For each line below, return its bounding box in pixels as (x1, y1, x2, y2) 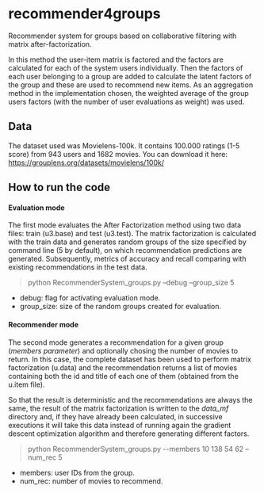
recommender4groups (8, 5, 161, 23)
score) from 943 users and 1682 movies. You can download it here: (8, 149, 228, 159)
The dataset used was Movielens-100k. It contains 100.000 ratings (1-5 (8, 140, 240, 151)
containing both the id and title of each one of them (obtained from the (8, 371, 239, 380)
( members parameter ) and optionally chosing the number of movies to (8, 346, 239, 355)
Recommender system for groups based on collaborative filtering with (8, 31, 237, 40)
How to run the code (8, 181, 111, 194)
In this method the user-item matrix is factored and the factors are (8, 55, 224, 64)
